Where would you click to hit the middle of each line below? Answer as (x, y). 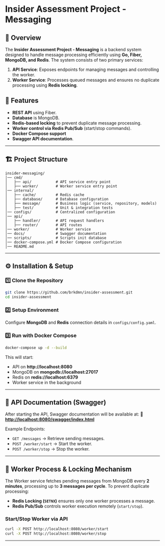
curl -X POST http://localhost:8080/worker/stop (56, 534)
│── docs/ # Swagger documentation (56, 233)
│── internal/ (20, 191)
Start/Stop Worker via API (36, 519)
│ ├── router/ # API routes (44, 225)
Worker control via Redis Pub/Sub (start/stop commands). (72, 128)
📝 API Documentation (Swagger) (56, 402)
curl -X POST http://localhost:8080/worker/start (57, 529)
